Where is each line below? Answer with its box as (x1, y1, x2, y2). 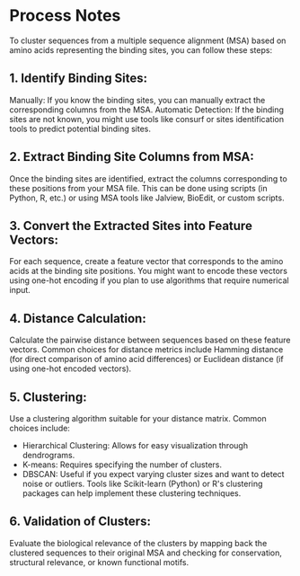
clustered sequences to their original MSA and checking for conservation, (9, 547, 283, 558)
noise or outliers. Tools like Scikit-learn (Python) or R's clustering (22, 478, 263, 489)
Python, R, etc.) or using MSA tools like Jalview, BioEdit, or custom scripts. (9, 192, 285, 203)
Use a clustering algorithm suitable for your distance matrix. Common (9, 413, 267, 423)
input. (9, 285, 31, 296)
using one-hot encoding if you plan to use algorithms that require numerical (9, 275, 289, 286)
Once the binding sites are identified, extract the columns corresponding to (9, 173, 287, 184)
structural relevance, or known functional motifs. (9, 556, 190, 567)
